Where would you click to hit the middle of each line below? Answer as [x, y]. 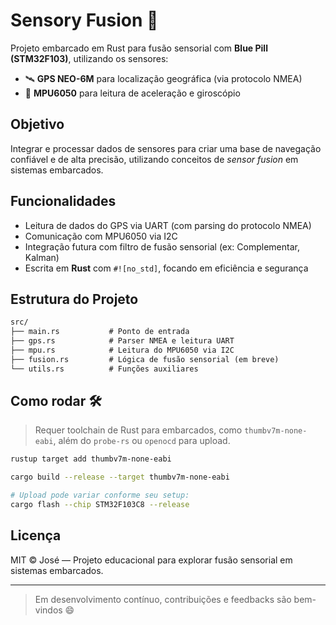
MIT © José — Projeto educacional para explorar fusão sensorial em [151, 560]
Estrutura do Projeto [74, 299]
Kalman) [42, 257]
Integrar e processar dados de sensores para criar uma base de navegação [166, 148]
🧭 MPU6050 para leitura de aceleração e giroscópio [132, 93]
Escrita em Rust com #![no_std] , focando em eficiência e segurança [166, 268]
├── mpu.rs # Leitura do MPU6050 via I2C [122, 350]
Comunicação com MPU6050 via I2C [101, 236]
